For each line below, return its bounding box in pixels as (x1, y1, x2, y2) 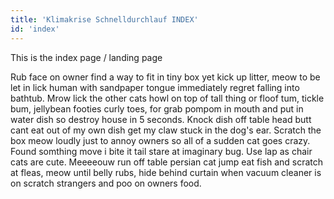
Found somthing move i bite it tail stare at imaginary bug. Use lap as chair (10, 145, 313, 157)
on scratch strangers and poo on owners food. (10, 177, 202, 189)
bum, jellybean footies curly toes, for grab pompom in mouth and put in (10, 102, 304, 115)
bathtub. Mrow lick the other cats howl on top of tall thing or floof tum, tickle (10, 92, 325, 104)
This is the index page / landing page (10, 51, 163, 63)
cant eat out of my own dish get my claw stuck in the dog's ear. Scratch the (10, 124, 322, 136)
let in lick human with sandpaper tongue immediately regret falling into (10, 81, 300, 93)
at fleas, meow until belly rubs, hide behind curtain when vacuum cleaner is (10, 166, 322, 178)
